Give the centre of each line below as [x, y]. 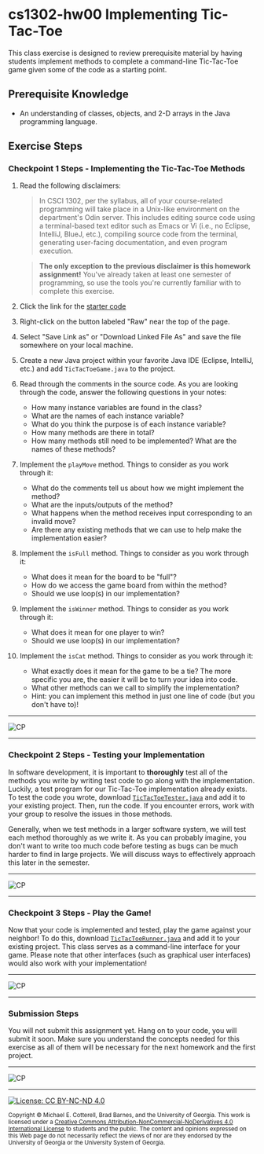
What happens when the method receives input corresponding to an [142, 513]
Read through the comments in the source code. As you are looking [128, 384]
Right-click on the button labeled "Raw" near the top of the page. [125, 322]
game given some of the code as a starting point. [88, 69]
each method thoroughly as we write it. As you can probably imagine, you [127, 837]
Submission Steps [44, 1013]
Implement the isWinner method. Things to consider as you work [124, 609]
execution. [56, 251]
